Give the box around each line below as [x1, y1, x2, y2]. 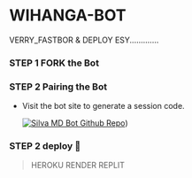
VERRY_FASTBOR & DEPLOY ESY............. [9, 35, 159, 45]
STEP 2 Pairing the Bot [9, 81, 108, 93]
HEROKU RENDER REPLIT [30, 160, 126, 171]
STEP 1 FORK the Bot [9, 57, 100, 69]
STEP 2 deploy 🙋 [9, 140, 81, 152]
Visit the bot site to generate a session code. [21, 101, 185, 112]
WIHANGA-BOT [9, 5, 127, 26]
